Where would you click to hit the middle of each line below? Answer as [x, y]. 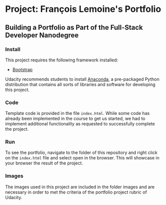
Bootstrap [22, 69]
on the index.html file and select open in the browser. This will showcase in [83, 158]
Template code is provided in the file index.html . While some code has [78, 113]
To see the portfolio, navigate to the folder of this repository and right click [81, 153]
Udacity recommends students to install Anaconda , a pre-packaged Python [83, 79]
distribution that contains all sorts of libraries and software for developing [80, 84]
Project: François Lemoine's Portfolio [83, 9]
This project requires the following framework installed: [62, 60]
